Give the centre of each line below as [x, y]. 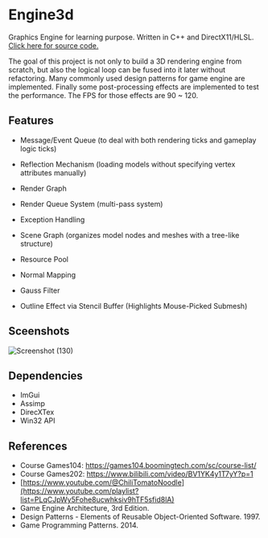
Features [31, 121]
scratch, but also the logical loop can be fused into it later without [117, 69]
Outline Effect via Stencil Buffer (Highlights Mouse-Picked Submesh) [134, 306]
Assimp [33, 404]
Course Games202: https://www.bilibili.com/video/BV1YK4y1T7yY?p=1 [136, 474]
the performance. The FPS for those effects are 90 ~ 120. [103, 95]
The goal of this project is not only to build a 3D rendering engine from [125, 61]
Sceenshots [39, 331]
